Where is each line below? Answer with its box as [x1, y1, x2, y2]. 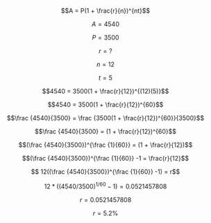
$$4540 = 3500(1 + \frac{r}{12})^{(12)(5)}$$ [42, 87, 169, 95]
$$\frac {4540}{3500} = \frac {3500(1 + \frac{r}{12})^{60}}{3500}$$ [6, 114, 205, 122]
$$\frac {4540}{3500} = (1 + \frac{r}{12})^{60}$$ [35, 127, 176, 135]
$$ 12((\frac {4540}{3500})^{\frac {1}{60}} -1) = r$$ [31, 168, 180, 176]
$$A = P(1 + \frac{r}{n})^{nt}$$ [60, 7, 151, 15]
